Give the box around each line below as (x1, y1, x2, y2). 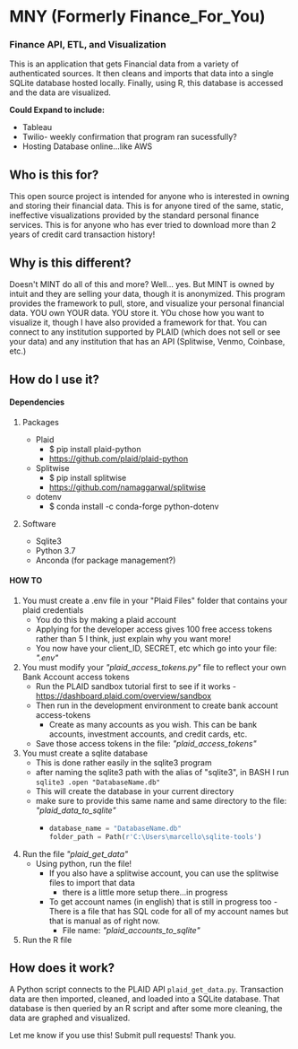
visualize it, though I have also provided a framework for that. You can (9, 317, 267, 328)
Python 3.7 (35, 545, 76, 555)
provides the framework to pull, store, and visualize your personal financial (9, 298, 285, 309)
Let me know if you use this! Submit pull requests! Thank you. (9, 1030, 236, 1041)
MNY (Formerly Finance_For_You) (9, 6, 266, 27)
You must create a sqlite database (21, 747, 149, 758)
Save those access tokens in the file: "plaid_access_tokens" (35, 738, 257, 748)
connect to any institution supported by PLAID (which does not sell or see (9, 327, 281, 337)
